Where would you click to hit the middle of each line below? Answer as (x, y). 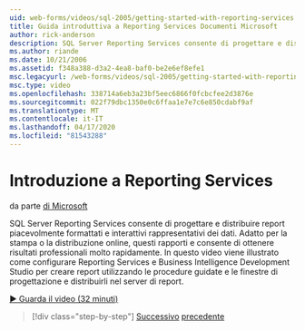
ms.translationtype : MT (54, 111)
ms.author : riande (44, 52)
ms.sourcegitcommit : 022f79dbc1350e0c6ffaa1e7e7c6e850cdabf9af (132, 102)
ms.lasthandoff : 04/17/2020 (63, 128)
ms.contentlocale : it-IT (56, 119)
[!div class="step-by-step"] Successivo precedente (128, 316)
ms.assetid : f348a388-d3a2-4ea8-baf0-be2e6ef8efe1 (107, 69)
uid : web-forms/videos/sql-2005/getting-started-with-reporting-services (152, 18)
